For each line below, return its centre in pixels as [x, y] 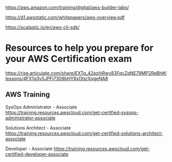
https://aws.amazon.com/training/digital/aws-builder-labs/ [67, 7]
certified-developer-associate [37, 154]
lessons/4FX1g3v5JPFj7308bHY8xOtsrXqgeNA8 [57, 78]
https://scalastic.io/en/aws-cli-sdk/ [42, 27]
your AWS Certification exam [69, 59]
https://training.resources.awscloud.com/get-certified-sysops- [72, 112]
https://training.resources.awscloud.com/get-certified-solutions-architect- [84, 133]
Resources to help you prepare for [79, 48]
